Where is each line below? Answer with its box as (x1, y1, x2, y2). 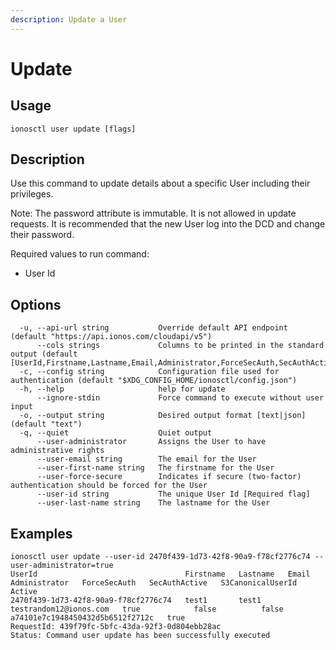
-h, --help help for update (19, 384, 226, 395)
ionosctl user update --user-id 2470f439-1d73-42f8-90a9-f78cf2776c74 (10, 552, 311, 562)
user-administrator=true (10, 561, 114, 571)
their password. (10, 229, 75, 241)
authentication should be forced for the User (10, 481, 208, 491)
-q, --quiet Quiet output (19, 428, 213, 438)
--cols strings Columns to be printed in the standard (36, 341, 325, 351)
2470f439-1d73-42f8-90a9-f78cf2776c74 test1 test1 (10, 596, 262, 606)
